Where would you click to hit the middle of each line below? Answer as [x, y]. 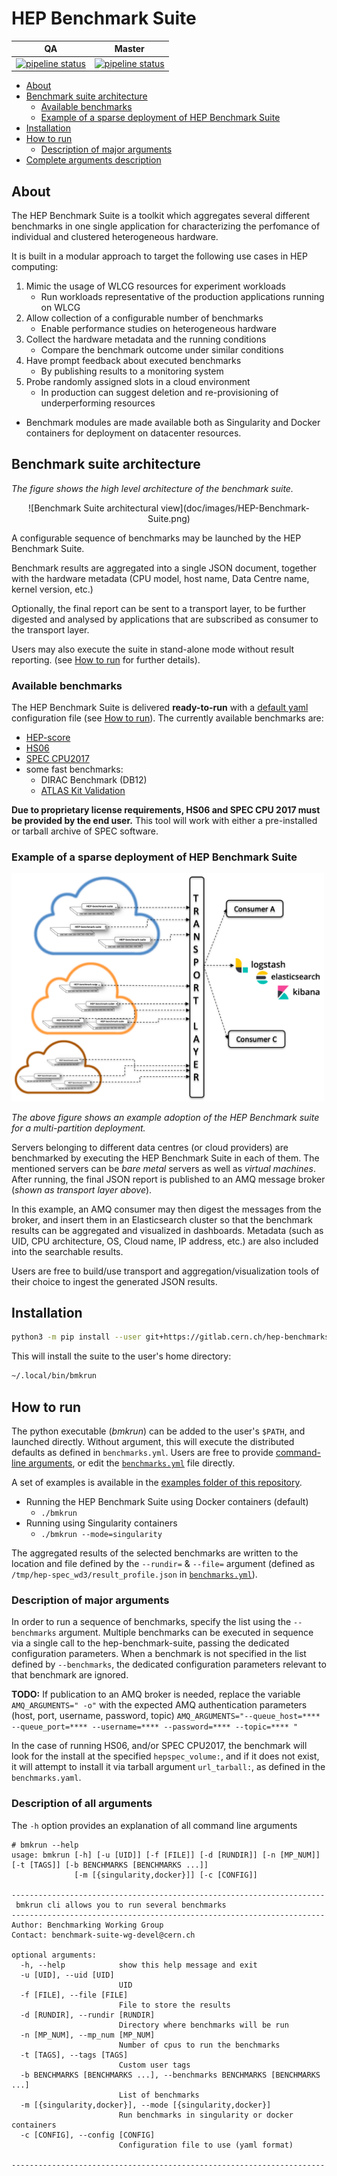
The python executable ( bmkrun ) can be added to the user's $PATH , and [158, 1431]
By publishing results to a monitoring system [132, 371]
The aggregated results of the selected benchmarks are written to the [155, 1553]
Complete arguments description [93, 160]
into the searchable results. [67, 1251]
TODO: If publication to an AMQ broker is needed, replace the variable [156, 1694]
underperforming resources [98, 403]
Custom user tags [154, 2065]
